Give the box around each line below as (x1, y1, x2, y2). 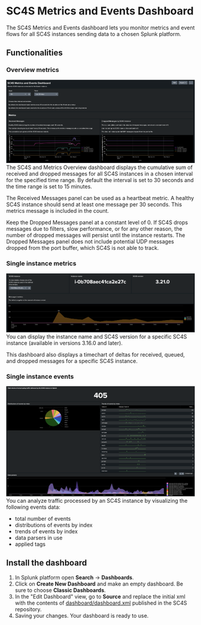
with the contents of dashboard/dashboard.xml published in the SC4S (14, 599, 187, 606)
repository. (14, 605, 42, 612)
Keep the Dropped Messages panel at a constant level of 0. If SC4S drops (6, 219, 188, 226)
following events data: (6, 503, 61, 511)
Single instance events (6, 372, 74, 381)
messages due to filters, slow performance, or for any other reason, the (6, 225, 182, 233)
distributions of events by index (14, 521, 93, 529)
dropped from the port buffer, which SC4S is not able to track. (6, 244, 159, 252)
